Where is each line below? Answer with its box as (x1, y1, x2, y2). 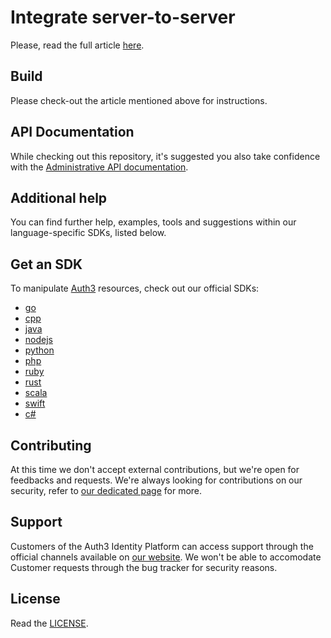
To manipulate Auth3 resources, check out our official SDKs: (10, 282, 260, 295)
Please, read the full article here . (10, 39, 145, 51)
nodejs (24, 334, 53, 346)
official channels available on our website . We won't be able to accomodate (10, 551, 322, 563)
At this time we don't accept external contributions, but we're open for (10, 464, 300, 475)
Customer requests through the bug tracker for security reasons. (10, 561, 278, 573)
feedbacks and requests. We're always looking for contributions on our (10, 474, 303, 486)
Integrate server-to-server (10, 6, 236, 29)
